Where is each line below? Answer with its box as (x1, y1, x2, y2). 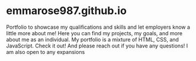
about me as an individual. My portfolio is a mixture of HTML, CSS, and (6, 36, 179, 43)
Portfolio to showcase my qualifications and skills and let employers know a (6, 23, 191, 30)
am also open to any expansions (6, 48, 85, 55)
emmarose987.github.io (6, 4, 127, 18)
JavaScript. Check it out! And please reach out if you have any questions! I (6, 42, 188, 49)
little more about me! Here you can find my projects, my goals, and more (6, 29, 183, 36)
